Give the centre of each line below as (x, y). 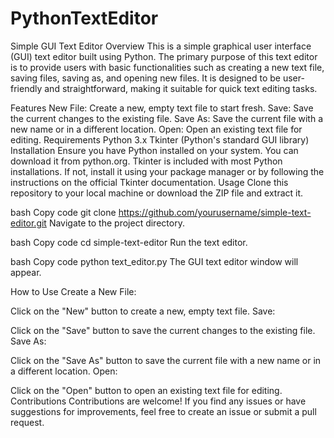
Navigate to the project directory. (116, 223)
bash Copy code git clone (63, 212)
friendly (26, 88)
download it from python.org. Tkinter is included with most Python (146, 161)
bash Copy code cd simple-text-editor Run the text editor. (129, 242)
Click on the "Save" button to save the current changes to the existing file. (163, 330)
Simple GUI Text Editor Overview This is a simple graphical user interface (161, 46)
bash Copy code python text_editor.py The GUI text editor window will (154, 261)
